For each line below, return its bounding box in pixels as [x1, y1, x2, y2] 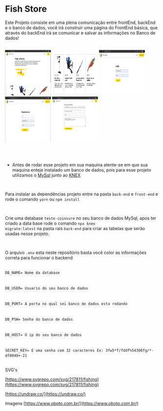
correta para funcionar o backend [5, 254, 73, 260]
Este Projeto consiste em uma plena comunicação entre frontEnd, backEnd [5, 20, 156, 25]
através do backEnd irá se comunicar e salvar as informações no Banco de [5, 30, 156, 36]
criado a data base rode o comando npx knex [5, 220, 96, 226]
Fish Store [5, 3, 47, 15]
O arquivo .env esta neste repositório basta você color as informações [5, 250, 147, 255]
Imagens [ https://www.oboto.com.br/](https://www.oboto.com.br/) [5, 400, 139, 406]
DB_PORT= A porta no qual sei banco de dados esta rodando [5, 301, 128, 306]
